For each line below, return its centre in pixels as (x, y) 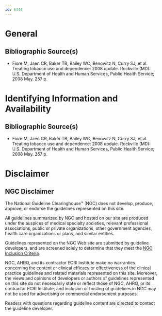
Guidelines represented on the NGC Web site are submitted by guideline (77, 243)
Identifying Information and (61, 98)
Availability (28, 109)
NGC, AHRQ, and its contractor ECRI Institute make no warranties (70, 262)
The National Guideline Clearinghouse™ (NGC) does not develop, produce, (79, 203)
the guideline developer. (29, 308)
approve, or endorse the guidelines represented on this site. (65, 208)
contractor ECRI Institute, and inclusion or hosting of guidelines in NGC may (81, 288)
